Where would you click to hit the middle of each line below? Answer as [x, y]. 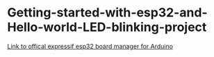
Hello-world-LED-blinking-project [107, 27]
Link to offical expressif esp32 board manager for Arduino [90, 46]
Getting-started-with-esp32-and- [107, 13]
